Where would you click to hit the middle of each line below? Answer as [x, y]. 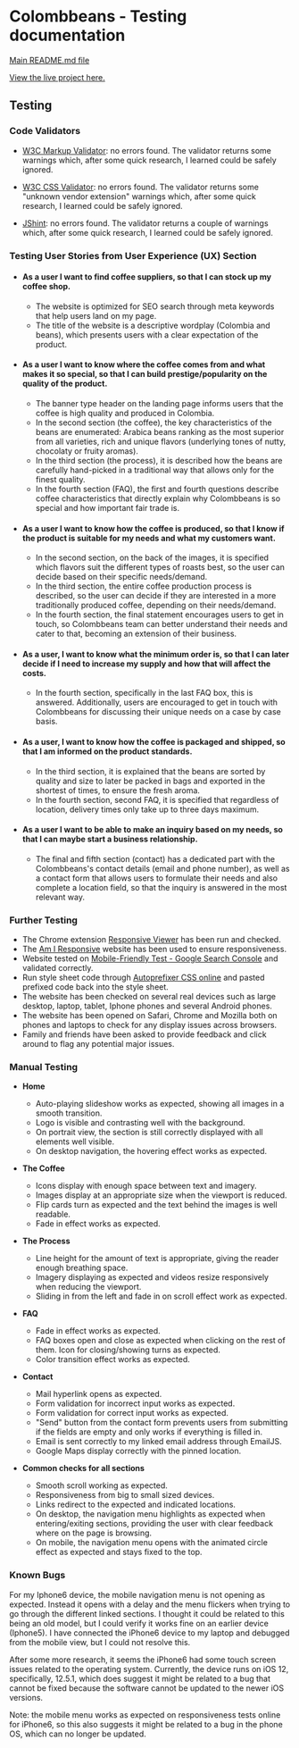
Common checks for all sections [83, 1468]
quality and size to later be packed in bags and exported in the [150, 781]
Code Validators [45, 131]
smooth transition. [69, 1113]
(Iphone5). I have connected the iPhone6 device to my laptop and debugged [149, 1633]
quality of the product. [65, 384]
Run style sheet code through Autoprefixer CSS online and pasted [143, 978]
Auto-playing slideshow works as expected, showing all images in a [160, 1104]
